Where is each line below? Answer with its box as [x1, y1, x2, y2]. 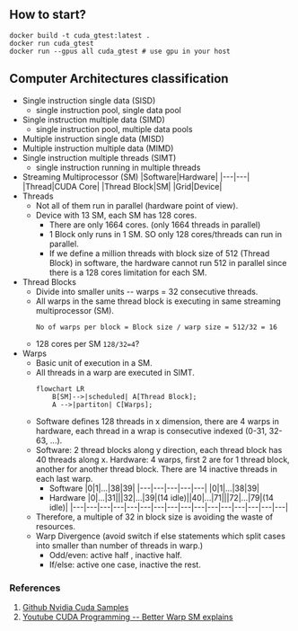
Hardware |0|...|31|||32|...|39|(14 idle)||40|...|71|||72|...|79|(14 [48, 492, 274, 502]
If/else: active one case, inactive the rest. [48, 559, 202, 570]
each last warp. [35, 473, 93, 484]
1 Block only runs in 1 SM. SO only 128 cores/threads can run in [48, 228, 283, 239]
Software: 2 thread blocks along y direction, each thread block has [35, 444, 283, 455]
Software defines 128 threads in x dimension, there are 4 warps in [35, 415, 280, 426]
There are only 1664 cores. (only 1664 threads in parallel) [48, 219, 261, 230]
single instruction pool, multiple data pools [35, 123, 193, 134]
